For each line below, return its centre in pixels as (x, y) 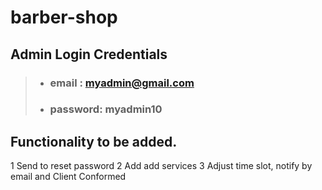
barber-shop (64, 17)
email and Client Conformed (68, 177)
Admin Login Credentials (89, 54)
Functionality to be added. (94, 141)
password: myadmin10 (106, 109)
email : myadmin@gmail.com (122, 83)
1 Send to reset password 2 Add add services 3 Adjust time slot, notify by (161, 166)
